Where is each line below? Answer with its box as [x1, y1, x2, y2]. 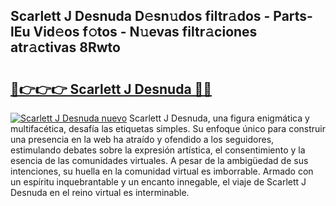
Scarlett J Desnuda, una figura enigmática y [129, 112, 310, 124]
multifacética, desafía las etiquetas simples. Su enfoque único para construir [10, 123, 326, 134]
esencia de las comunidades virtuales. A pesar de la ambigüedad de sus [10, 155, 309, 166]
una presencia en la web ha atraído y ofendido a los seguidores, [10, 134, 275, 145]
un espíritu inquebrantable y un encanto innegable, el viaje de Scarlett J [10, 176, 307, 188]
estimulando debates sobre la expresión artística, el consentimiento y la [10, 144, 306, 156]
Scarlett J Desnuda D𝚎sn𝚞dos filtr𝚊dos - [10, 8, 271, 25]
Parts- [273, 8, 313, 25]
